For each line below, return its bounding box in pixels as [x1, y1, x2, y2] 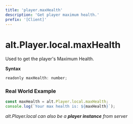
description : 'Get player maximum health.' [5, 12, 100, 17]
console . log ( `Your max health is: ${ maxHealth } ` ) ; [5, 104, 116, 109]
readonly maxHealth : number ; [5, 76, 68, 81]
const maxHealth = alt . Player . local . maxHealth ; [5, 99, 109, 105]
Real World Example [5, 88, 56, 95]
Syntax [5, 66, 21, 72]
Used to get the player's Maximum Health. [5, 56, 94, 62]
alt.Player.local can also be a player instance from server [5, 113, 128, 119]
